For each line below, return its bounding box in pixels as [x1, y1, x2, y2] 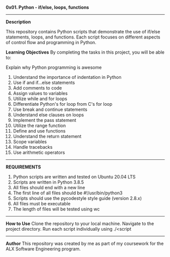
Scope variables [13, 139, 47, 145]
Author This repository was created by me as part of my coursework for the [6, 240, 164, 246]
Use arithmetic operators [13, 149, 65, 155]
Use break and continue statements [13, 106, 88, 112]
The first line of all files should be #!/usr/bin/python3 [13, 190, 123, 196]
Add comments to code [13, 85, 62, 91]
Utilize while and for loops [13, 96, 68, 102]
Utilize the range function [13, 122, 66, 128]
